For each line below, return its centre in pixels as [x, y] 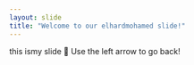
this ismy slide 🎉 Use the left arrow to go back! [95, 51]
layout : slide [36, 17]
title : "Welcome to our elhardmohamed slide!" [97, 26]
